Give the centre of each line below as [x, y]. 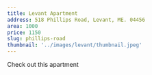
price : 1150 [24, 32]
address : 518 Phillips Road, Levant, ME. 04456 [76, 20]
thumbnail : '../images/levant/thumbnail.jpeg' [75, 45]
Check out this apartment [43, 64]
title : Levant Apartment [42, 13]
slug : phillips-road [37, 39]
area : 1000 [23, 26]
